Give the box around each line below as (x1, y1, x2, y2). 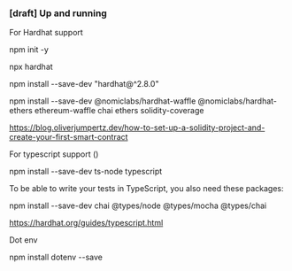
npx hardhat (9, 61, 53, 73)
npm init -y (9, 44, 49, 55)
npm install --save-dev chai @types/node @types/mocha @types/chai (9, 200, 267, 211)
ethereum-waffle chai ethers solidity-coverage (34, 105, 204, 116)
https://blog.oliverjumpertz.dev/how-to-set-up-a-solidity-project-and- (9, 122, 265, 133)
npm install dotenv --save (9, 252, 104, 263)
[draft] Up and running (9, 7, 108, 19)
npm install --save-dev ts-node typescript (9, 166, 163, 177)
